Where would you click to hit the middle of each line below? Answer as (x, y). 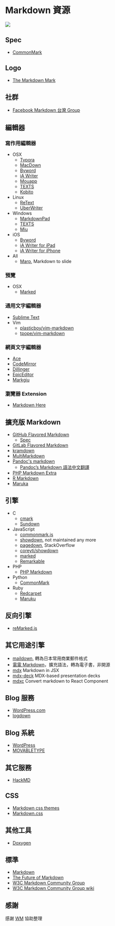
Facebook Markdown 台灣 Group (46, 110)
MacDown (30, 165)
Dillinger (21, 369)
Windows (22, 213)
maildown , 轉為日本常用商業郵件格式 (50, 658)
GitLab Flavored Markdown (40, 445)
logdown (21, 716)
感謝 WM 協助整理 (24, 918)
